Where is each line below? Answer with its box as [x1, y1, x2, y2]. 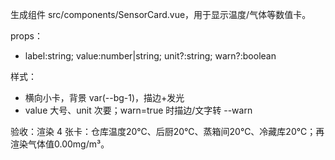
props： [10, 30, 43, 42]
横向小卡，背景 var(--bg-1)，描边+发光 [24, 92, 185, 103]
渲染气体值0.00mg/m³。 [10, 138, 110, 150]
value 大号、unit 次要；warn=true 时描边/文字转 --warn [24, 104, 253, 116]
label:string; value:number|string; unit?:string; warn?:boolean [24, 50, 277, 62]
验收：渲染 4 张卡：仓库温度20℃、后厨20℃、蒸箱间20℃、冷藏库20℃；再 [10, 126, 325, 137]
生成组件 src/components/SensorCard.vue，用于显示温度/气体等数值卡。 [10, 9, 312, 20]
